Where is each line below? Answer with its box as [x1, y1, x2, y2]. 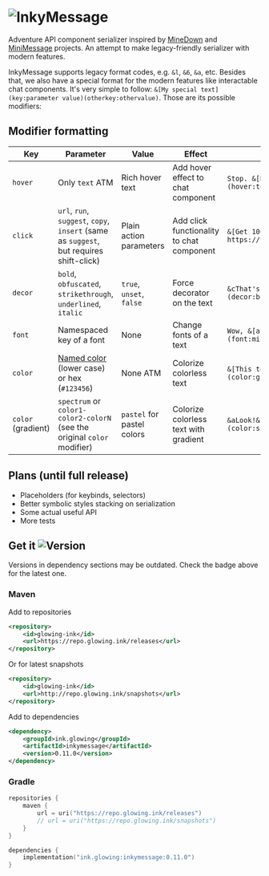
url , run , [58, 205, 90, 216]
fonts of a [171, 329, 209, 340]
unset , [121, 288, 144, 299]
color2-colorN [58, 413, 112, 423]
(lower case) [58, 362, 106, 373]
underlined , [58, 298, 102, 309]
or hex [58, 372, 82, 383]
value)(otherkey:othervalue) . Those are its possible [62, 92, 236, 102]
